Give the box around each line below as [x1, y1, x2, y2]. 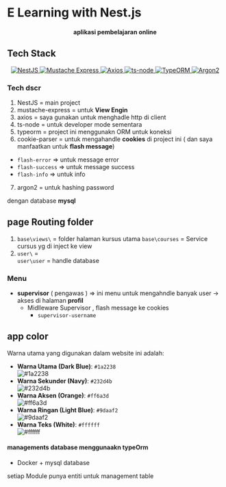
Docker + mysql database [16, 459, 90, 467]
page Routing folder [7, 216, 94, 228]
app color [7, 331, 49, 342]
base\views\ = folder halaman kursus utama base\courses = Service [16, 234, 208, 242]
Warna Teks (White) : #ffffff [16, 420, 101, 429]
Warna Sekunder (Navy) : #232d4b [16, 377, 112, 385]
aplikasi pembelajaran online [73, 27, 158, 36]
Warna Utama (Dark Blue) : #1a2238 [16, 362, 116, 371]
